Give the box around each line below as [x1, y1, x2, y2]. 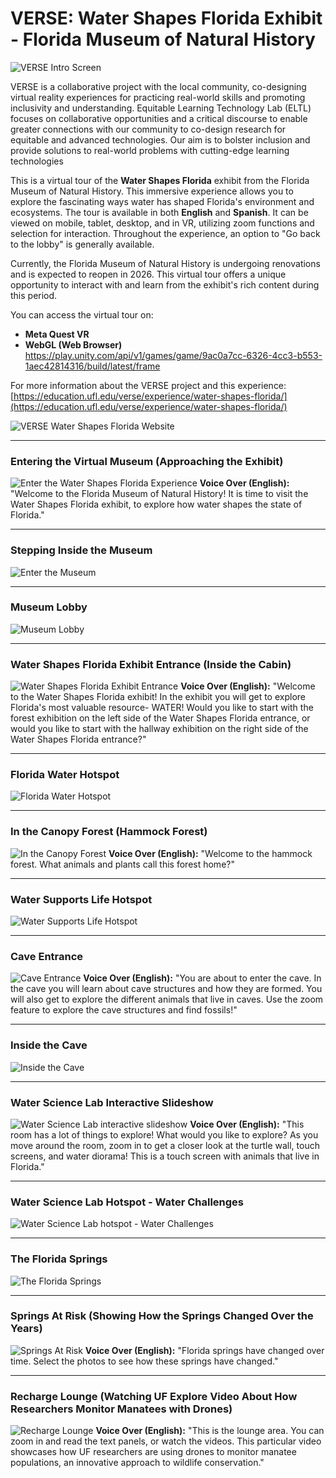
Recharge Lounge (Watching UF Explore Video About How [10, 1389, 298, 1403]
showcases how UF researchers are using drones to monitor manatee [10, 1446, 297, 1458]
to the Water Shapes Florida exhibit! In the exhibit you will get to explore [10, 691, 306, 703]
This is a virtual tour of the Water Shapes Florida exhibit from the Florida [10, 174, 310, 186]
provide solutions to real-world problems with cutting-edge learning [10, 144, 290, 156]
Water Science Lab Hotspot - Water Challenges [10, 1195, 245, 1209]
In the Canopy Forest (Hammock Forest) [10, 825, 208, 839]
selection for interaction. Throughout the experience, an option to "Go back [10, 227, 321, 239]
